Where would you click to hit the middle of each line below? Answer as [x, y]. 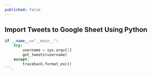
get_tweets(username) [45, 55]
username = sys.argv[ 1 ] [47, 50]
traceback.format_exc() [47, 64]
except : [21, 59]
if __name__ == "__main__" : [31, 41]
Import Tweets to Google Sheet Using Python [76, 30]
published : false [23, 10]
